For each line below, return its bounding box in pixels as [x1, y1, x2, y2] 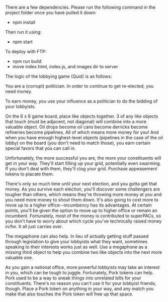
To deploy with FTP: [5, 49, 47, 54]
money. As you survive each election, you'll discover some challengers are [5, 186, 160, 192]
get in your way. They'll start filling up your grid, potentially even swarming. [5, 160, 161, 166]
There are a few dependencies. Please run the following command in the [5, 5, 156, 10]
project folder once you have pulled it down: [5, 10, 97, 16]
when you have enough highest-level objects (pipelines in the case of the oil [5, 135, 163, 140]
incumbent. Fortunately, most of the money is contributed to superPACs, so [5, 213, 161, 219]
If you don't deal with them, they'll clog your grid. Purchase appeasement [5, 166, 157, 171]
